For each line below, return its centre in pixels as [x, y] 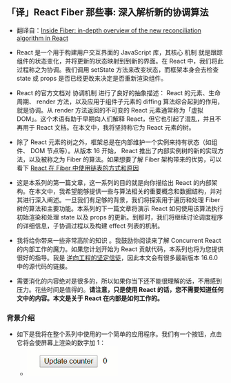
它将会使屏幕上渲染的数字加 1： [61, 343]
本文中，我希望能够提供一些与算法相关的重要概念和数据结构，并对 [128, 191]
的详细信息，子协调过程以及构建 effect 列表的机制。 [90, 226]
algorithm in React [42, 38]
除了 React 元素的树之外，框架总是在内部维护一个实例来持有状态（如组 [117, 142]
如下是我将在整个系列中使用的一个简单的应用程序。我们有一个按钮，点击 [119, 334]
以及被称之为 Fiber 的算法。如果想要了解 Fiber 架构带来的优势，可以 [125, 159]
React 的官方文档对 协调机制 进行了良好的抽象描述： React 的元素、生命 [119, 92]
